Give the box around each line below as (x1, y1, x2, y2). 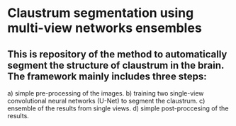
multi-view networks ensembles (7, 20, 202, 36)
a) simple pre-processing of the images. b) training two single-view (7, 89, 204, 97)
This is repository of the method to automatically (7, 48, 227, 60)
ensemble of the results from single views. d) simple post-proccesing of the (7, 104, 229, 113)
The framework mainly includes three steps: (7, 70, 207, 82)
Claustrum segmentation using (7, 5, 194, 21)
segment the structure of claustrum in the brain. (7, 59, 225, 71)
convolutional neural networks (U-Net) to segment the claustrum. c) (7, 97, 206, 105)
